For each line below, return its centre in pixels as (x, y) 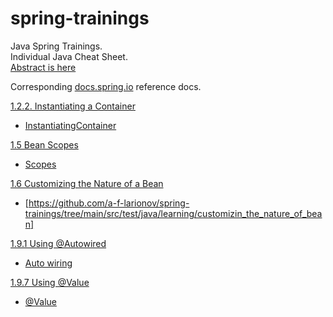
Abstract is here (43, 67)
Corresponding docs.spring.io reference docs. (106, 86)
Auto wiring (48, 263)
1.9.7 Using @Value (50, 282)
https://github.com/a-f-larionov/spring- (109, 203)
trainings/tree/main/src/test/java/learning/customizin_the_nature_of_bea (173, 213)
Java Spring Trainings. (56, 46)
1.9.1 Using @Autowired (58, 243)
